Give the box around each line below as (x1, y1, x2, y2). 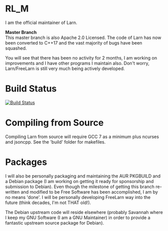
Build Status (5, 83, 57, 94)
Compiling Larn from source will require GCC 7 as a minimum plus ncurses (5, 133, 159, 139)
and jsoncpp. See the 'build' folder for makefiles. (5, 138, 106, 145)
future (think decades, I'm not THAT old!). (5, 199, 91, 205)
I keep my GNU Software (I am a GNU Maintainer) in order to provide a (5, 214, 150, 220)
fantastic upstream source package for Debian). (5, 219, 104, 225)
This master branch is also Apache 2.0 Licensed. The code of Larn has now (5, 34, 161, 40)
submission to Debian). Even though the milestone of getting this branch (5, 183, 154, 189)
